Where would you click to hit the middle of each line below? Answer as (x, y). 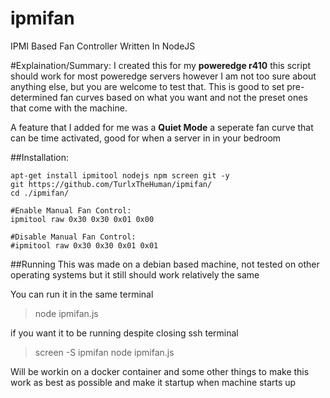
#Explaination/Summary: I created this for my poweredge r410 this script (161, 65)
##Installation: (39, 157)
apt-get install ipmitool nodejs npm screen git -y (120, 175)
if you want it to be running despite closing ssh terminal (124, 333)
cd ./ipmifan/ (40, 193)
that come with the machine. (69, 108)
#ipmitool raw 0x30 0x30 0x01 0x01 (84, 245)
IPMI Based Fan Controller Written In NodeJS (103, 46)
